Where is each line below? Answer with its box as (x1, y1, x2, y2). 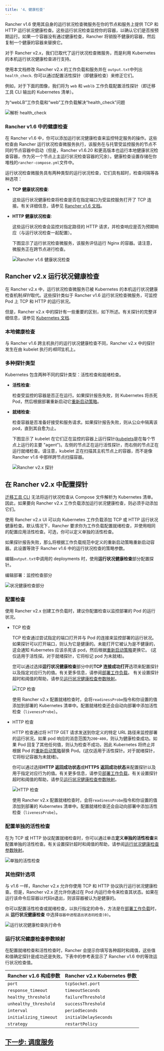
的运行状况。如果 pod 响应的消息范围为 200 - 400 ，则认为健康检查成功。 (12, 736, 153, 741)
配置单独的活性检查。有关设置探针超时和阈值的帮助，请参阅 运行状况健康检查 (5, 841, 159, 847)
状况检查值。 (9, 960, 35, 966)
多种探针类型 (5, 359, 36, 366)
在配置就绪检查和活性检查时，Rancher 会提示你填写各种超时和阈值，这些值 (5, 947, 156, 953)
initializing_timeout (7, 1014, 58, 1020)
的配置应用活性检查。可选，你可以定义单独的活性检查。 (5, 529, 116, 535)
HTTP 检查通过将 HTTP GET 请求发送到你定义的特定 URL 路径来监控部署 (12, 730, 158, 736)
